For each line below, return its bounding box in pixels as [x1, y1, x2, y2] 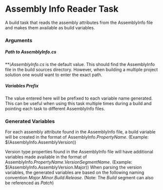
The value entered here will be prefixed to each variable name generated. [5, 95, 153, 101]
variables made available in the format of [5, 154, 87, 160]
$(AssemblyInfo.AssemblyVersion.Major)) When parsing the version [5, 165, 142, 170]
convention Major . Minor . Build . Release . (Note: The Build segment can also [5, 175, 154, 181]
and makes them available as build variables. [5, 24, 95, 30]
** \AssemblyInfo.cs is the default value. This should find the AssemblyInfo [5, 61, 155, 67]
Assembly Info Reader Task [5, 3, 119, 15]
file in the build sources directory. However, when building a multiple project [5, 66, 158, 72]
